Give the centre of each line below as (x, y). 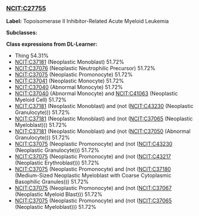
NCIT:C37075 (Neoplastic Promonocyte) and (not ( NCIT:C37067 (93, 188)
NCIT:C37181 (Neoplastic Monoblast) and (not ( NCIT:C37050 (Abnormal (103, 131)
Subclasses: (22, 33)
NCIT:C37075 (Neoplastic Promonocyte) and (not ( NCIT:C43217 (93, 157)
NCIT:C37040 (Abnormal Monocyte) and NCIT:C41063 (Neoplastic (96, 94)
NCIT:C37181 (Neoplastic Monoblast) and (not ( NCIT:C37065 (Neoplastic (104, 119)
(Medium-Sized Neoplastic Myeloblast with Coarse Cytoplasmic (93, 176)
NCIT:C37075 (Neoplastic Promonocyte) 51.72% (74, 75)
